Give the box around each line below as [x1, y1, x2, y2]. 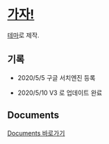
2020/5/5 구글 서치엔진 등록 [17, 73, 96, 81]
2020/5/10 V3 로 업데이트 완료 [17, 89, 103, 97]
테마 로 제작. [7, 31, 40, 39]
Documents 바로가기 [7, 129, 65, 137]
